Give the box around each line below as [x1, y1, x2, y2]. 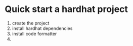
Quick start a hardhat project [5, 3, 128, 15]
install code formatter [12, 30, 57, 36]
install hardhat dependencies [12, 25, 73, 31]
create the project [12, 20, 50, 26]
